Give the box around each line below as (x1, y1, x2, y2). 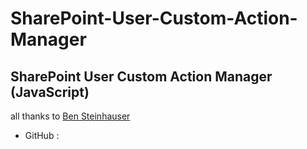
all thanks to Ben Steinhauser (10, 110, 131, 122)
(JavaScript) (10, 83, 90, 101)
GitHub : (24, 130, 60, 141)
